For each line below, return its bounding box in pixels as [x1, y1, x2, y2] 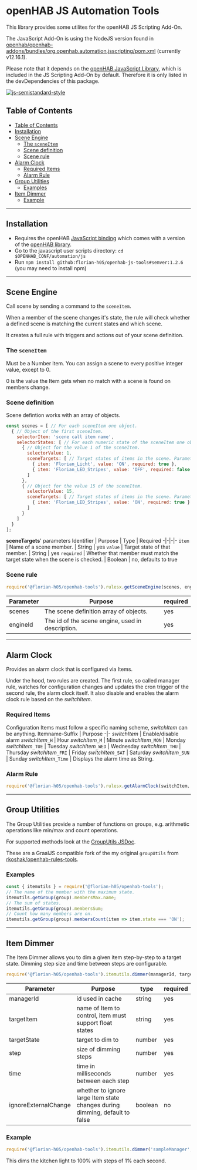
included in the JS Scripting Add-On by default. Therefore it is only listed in [6, 71, 188, 78]
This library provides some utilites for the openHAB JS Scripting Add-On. [6, 23, 183, 31]
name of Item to [76, 1004, 120, 1012]
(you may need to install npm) [14, 264, 87, 271]
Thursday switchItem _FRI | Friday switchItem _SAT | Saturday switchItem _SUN [6, 749, 189, 756]
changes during [76, 1101, 120, 1109]
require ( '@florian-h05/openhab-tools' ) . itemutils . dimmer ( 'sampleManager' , [6, 1147, 193, 1152]
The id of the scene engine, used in [44, 617, 142, 625]
